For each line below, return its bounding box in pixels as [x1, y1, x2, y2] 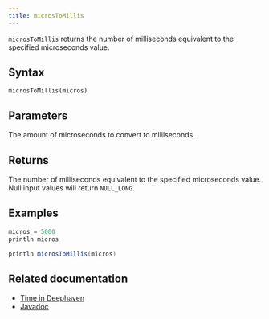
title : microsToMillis [8, 11, 84, 20]
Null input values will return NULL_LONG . [8, 183, 135, 193]
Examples [8, 207, 59, 220]
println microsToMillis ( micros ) [8, 250, 116, 258]
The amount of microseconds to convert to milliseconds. [8, 130, 195, 140]
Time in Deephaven [19, 293, 85, 303]
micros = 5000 [8, 227, 56, 235]
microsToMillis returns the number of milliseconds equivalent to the [8, 34, 234, 43]
